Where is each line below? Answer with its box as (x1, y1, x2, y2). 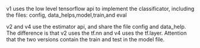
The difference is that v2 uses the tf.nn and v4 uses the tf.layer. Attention (6, 29, 187, 37)
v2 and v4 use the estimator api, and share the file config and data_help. (6, 23, 187, 30)
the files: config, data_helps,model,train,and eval (6, 11, 127, 19)
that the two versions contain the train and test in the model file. (6, 36, 164, 43)
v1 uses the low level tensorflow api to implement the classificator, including (6, 5, 195, 12)
